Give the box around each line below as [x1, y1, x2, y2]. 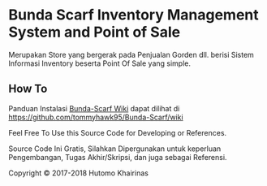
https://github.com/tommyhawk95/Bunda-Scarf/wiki [8, 112, 184, 122]
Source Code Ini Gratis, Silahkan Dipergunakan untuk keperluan [8, 144, 222, 154]
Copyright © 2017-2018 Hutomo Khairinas [8, 168, 149, 178]
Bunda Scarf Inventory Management [8, 6, 259, 24]
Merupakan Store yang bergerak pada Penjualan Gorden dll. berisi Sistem [8, 50, 254, 59]
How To [8, 82, 48, 96]
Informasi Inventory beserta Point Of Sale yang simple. [8, 58, 191, 68]
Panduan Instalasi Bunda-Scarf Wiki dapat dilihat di [8, 103, 180, 113]
